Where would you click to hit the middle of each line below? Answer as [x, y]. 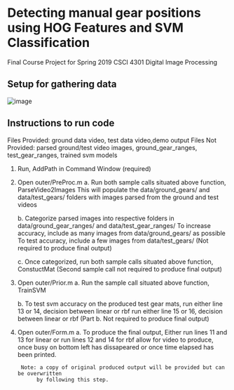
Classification [48, 43]
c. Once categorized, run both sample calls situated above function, [115, 262]
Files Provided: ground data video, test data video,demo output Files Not [112, 140]
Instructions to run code [61, 123]
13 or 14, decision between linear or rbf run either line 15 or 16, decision [120, 311]
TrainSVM [32, 290]
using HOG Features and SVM [96, 28]
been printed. [37, 354]
